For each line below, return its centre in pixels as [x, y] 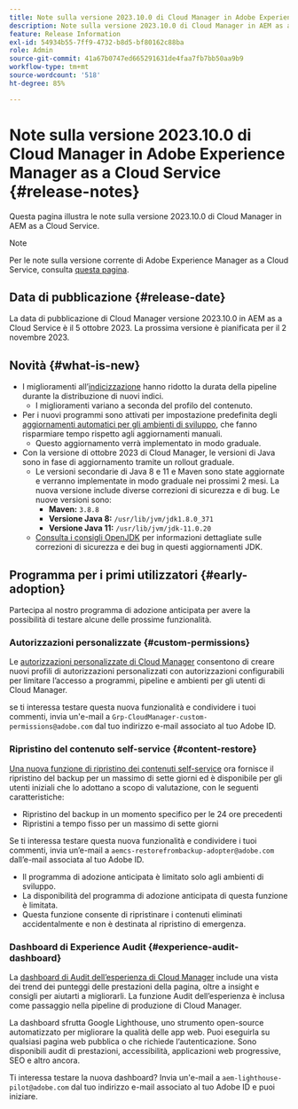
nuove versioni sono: [74, 500]
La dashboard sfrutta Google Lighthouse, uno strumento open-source [137, 1022]
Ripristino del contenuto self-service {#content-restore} [133, 749]
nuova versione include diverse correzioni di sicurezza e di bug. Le [157, 491]
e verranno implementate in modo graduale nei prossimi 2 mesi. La [157, 481]
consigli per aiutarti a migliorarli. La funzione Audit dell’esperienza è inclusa [147, 995]
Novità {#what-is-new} [74, 365]
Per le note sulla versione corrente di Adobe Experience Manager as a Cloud [149, 260]
